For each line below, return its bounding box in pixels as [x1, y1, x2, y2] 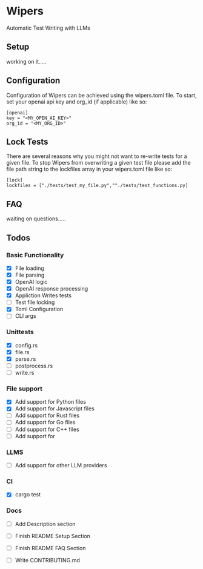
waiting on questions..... [6, 215, 66, 222]
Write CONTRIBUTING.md [15, 556, 80, 564]
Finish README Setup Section [15, 532, 91, 539]
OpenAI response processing [15, 285, 88, 292]
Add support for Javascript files [15, 405, 95, 412]
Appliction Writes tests [15, 292, 72, 299]
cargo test [15, 491, 41, 498]
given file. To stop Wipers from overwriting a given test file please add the [6, 159, 191, 166]
